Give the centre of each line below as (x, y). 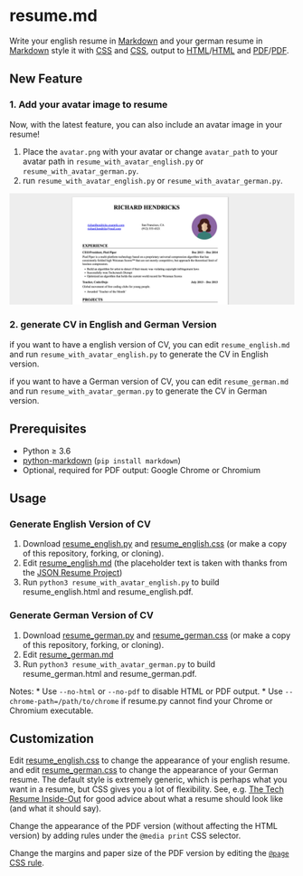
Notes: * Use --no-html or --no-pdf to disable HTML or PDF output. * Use (146, 691)
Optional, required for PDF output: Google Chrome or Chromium (141, 470)
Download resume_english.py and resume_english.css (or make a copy (155, 544)
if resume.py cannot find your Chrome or (197, 700)
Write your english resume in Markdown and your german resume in (136, 41)
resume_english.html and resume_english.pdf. (108, 592)
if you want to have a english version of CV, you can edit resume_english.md (150, 344)
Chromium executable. (52, 710)
